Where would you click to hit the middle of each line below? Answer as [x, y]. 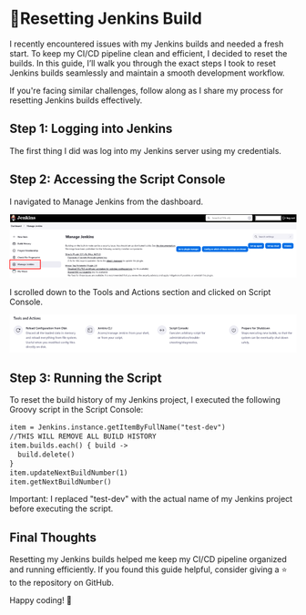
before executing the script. [61, 508]
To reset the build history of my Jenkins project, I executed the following [145, 400]
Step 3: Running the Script [86, 379]
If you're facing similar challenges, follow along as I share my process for [147, 90]
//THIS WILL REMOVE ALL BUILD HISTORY [83, 436]
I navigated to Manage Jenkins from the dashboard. [107, 201]
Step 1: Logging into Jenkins [91, 129]
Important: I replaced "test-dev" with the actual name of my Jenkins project [151, 499]
